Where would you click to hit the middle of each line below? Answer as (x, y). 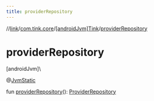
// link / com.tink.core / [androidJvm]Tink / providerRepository (77, 28)
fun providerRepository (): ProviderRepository (61, 92)
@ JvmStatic (21, 80)
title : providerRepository (39, 12)
